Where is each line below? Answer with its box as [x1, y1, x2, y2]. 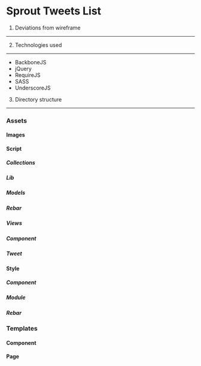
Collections [6, 159, 36, 166]
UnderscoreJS [14, 84, 51, 91]
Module [6, 294, 26, 301]
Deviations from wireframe [14, 24, 81, 31]
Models [6, 189, 26, 197]
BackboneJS [14, 58, 47, 66]
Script [6, 145, 22, 153]
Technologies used [14, 41, 62, 49]
